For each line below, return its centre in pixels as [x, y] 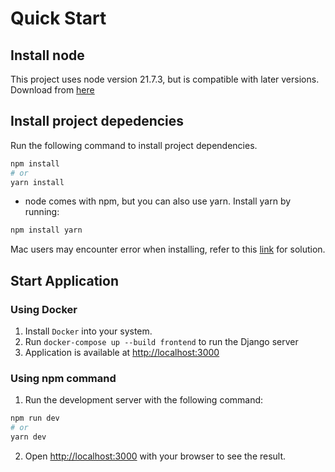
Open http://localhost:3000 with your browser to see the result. [155, 456]
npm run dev [35, 418]
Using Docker [44, 309]
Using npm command [63, 378]
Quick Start [58, 18]
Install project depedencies [97, 121]
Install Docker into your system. [88, 331]
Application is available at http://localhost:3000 [122, 352]
